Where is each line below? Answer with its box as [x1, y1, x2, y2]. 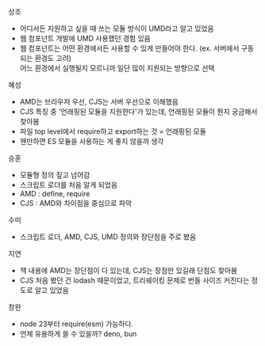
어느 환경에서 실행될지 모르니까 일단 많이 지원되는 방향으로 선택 [19, 63, 215, 73]
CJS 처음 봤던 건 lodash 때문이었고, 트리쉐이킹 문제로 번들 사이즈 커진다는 [19, 276, 250, 285]
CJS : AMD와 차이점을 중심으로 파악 [19, 199, 132, 207]
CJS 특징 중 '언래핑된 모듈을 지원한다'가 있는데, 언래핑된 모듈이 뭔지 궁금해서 [19, 107, 258, 116]
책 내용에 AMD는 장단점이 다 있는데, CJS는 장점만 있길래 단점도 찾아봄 [19, 266, 238, 275]
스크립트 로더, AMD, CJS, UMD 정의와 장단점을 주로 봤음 [19, 232, 197, 241]
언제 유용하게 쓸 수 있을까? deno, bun [19, 329, 137, 338]
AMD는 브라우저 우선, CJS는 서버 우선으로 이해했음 [19, 97, 179, 106]
